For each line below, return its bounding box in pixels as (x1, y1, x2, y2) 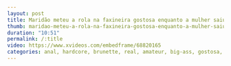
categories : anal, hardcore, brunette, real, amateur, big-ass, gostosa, (7, 49, 223, 56)
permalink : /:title (7, 36, 63, 43)
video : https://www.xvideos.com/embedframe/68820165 (7, 42, 162, 49)
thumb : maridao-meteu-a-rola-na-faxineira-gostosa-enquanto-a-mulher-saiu (7, 23, 226, 30)
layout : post (7, 10, 45, 17)
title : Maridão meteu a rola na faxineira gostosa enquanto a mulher (7, 16, 211, 23)
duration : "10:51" (7, 29, 60, 36)
